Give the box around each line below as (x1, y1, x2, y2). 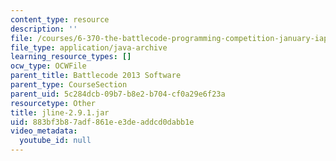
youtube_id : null (19, 136, 92, 146)
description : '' (10, 24, 78, 34)
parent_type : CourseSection (10, 80, 128, 90)
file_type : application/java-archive (10, 42, 168, 53)
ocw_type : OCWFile (10, 61, 87, 71)
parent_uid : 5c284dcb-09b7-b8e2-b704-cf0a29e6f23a (10, 89, 226, 99)
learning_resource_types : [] (10, 52, 132, 62)
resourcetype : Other (10, 98, 97, 108)
